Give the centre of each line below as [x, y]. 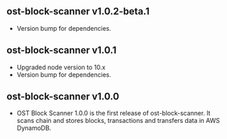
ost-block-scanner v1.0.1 [61, 51]
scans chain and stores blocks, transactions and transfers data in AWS [118, 121]
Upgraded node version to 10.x [61, 67]
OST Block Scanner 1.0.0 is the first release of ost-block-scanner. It [113, 113]
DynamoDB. [34, 128]
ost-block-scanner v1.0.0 [63, 97]
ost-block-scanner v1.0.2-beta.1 [78, 12]
